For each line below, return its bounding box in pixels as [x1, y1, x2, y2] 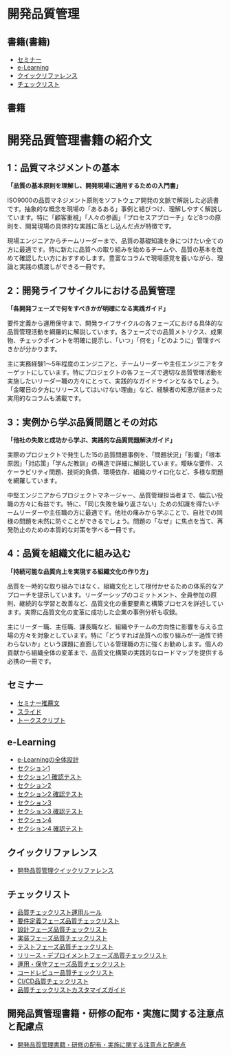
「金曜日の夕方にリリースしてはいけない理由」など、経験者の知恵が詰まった [7, 386, 223, 394]
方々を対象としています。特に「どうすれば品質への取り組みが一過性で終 [19, 631, 223, 639]
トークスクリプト [16, 716, 66, 724]
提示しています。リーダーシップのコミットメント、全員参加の [36, 591, 211, 599]
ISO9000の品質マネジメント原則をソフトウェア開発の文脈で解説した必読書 [7, 196, 219, 204]
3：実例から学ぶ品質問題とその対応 [7, 416, 157, 428]
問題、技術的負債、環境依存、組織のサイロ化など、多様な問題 [49, 468, 223, 476]
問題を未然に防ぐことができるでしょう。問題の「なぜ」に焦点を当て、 [19, 517, 218, 525]
